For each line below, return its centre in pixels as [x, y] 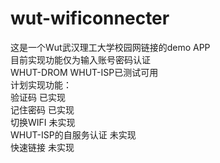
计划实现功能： [41, 84]
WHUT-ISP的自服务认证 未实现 [73, 134]
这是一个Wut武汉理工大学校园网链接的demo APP [110, 47]
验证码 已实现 [38, 97]
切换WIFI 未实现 [43, 122]
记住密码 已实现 [42, 109]
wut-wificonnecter [90, 18]
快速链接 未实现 [42, 147]
